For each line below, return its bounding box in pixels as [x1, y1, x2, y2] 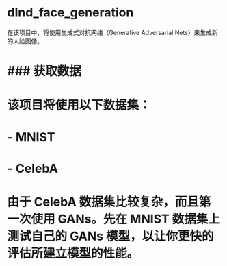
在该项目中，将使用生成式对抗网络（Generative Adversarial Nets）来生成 [7, 28, 212, 36]
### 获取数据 [7, 64, 82, 80]
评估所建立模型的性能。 [7, 245, 139, 261]
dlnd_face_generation [7, 5, 134, 21]
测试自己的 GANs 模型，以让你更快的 [7, 228, 214, 244]
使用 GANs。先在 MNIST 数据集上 [31, 211, 221, 227]
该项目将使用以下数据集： [7, 97, 152, 113]
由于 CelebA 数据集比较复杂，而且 [7, 194, 200, 210]
